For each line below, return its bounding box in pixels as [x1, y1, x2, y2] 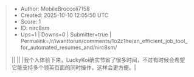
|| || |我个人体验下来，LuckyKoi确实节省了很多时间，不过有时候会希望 [11, 56, 185, 63]
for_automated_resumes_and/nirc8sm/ [20, 44, 117, 51]
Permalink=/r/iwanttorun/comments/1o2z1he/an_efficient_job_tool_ [20, 38, 188, 44]
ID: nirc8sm [20, 24, 50, 32]
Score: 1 [20, 18, 41, 25]
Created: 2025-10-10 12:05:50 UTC [20, 12, 109, 19]
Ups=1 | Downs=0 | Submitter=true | [20, 31, 112, 38]
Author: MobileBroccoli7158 [20, 5, 90, 12]
